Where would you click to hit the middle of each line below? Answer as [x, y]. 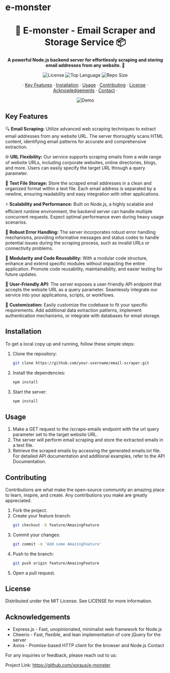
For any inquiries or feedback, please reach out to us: [61, 655]
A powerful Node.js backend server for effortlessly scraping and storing [85, 60]
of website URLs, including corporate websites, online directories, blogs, [81, 162]
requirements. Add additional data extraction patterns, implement [73, 310]
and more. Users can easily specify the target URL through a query [75, 168]
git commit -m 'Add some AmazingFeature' [57, 544]
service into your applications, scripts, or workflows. [60, 295]
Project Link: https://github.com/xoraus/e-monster [58, 665]
